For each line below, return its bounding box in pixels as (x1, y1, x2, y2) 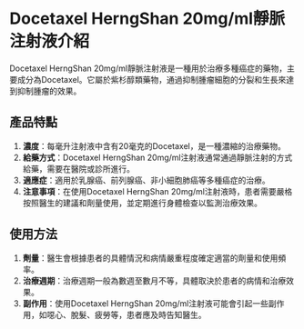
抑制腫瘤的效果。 (16, 85, 82, 96)
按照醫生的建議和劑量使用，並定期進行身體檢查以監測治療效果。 (22, 197, 262, 208)
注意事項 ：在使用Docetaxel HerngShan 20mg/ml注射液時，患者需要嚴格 (22, 185, 293, 196)
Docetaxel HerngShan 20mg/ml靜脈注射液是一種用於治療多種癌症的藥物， (9, 63, 288, 74)
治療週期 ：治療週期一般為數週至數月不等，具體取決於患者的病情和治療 (22, 274, 287, 286)
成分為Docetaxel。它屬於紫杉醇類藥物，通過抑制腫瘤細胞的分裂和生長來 (16, 74, 287, 85)
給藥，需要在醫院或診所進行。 (22, 163, 135, 174)
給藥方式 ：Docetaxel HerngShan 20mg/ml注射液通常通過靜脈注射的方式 (22, 152, 293, 163)
